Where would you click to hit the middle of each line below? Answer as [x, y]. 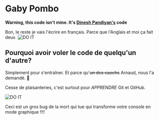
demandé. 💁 [18, 78]
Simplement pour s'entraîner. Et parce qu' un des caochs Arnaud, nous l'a [80, 72]
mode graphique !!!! [25, 112]
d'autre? [19, 61]
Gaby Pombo [32, 9]
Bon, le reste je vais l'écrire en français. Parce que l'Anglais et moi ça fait [79, 32]
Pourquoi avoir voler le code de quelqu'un [71, 53]
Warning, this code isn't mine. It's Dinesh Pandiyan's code [66, 22]
